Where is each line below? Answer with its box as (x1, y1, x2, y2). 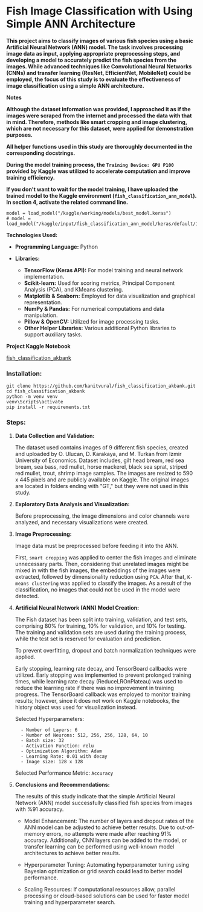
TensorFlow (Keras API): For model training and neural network (24, 266, 183, 273)
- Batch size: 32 (21, 737, 65, 743)
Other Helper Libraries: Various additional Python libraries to (24, 324, 176, 331)
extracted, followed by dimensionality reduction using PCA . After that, (14, 573, 186, 580)
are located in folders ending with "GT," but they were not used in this (14, 482, 188, 489)
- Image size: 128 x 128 (21, 758, 83, 764)
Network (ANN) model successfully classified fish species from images (14, 799, 193, 806)
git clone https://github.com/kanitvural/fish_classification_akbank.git (6, 383, 196, 389)
